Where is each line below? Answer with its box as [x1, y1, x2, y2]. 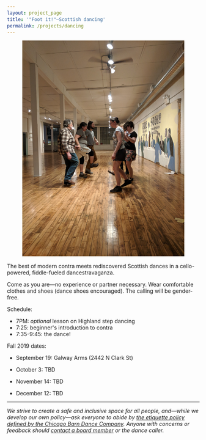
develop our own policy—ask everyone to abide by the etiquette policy [7, 414, 185, 421]
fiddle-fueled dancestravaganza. [32, 269, 115, 276]
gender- [172, 287, 193, 295]
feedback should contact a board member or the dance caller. [7, 427, 164, 434]
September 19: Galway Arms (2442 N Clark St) [15, 354, 133, 362]
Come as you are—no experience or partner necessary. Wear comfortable [7, 281, 194, 288]
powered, [7, 269, 31, 276]
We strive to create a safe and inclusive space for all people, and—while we [7, 407, 199, 415]
